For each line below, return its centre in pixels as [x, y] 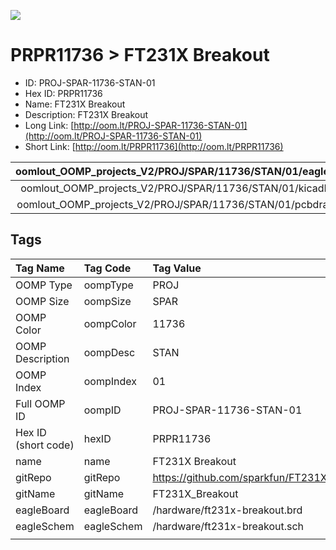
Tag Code [107, 268]
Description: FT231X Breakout [86, 114]
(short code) [45, 445]
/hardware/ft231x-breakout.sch [228, 526]
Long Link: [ [49, 125]
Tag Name [40, 268]
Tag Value [177, 268]
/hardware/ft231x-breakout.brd [227, 510]
